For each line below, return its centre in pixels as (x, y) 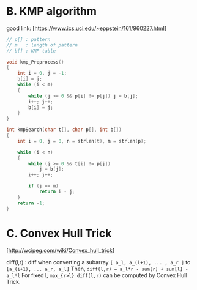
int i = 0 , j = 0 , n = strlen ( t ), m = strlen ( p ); (82, 141)
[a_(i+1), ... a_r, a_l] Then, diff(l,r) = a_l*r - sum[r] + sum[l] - (97, 269)
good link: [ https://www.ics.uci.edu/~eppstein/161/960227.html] (87, 28)
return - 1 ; (31, 203)
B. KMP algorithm (51, 11)
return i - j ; (57, 192)
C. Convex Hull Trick (59, 233)
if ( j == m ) (44, 186)
